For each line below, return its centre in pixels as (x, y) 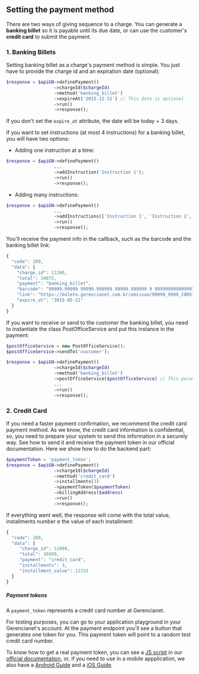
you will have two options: (38, 139)
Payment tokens (27, 595)
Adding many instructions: (47, 195)
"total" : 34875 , (37, 278)
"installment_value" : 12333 (54, 571)
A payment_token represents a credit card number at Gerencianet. (85, 610)
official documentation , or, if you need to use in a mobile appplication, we (96, 659)
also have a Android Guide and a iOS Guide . (60, 665)
